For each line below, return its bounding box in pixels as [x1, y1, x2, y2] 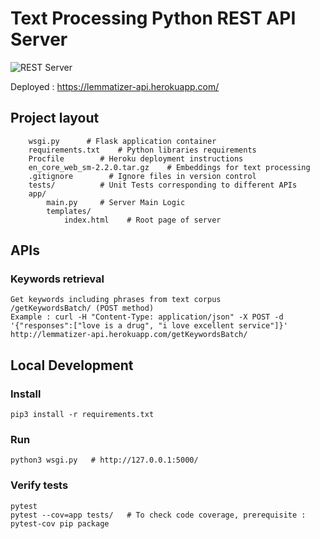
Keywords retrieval [10, 272, 105, 286]
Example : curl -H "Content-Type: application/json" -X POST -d [10, 312, 284, 322]
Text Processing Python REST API [10, 7, 297, 30]
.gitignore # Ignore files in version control [28, 171, 257, 181]
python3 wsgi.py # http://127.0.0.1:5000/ [10, 455, 199, 466]
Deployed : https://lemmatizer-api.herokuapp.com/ [10, 80, 220, 92]
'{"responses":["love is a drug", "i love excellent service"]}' [10, 321, 288, 331]
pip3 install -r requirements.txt [10, 410, 155, 420]
